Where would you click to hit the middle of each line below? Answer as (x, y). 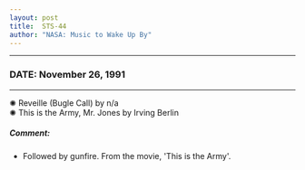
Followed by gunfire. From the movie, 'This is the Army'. (127, 156)
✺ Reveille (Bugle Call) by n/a (64, 103)
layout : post (34, 18)
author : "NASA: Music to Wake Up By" (81, 34)
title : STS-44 (38, 26)
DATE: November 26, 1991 (67, 75)
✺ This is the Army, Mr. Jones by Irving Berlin (94, 112)
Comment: (30, 133)
